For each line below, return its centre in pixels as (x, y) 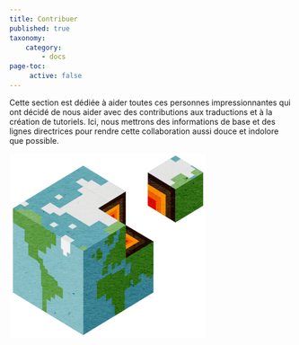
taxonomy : (28, 38)
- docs (54, 57)
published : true (40, 28)
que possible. (35, 140)
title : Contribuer (44, 19)
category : (44, 48)
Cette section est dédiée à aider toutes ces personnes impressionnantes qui (150, 102)
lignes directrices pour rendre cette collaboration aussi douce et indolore (144, 131)
